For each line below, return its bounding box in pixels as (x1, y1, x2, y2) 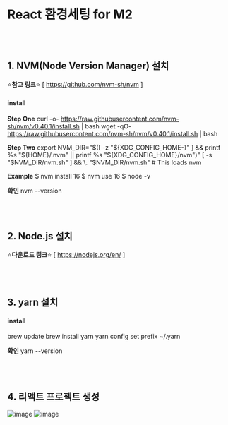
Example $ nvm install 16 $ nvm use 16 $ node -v (7, 172, 150, 180)
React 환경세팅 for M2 (7, 6, 133, 23)
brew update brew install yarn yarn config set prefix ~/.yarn (7, 333, 181, 341)
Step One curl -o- (7, 114, 59, 123)
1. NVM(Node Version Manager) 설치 (7, 60, 169, 72)
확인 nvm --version (7, 186, 62, 195)
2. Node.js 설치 (7, 230, 73, 242)
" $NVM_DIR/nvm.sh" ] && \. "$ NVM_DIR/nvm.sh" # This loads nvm (7, 158, 202, 167)
